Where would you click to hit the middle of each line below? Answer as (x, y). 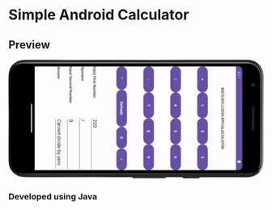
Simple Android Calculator (99, 15)
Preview (30, 45)
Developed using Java (53, 196)
